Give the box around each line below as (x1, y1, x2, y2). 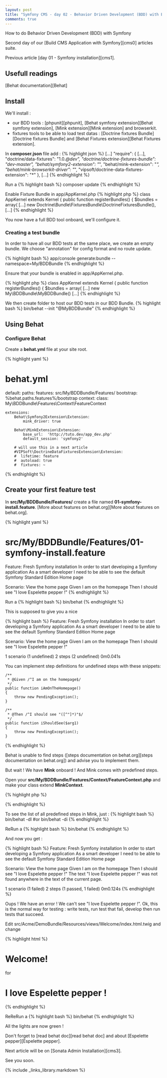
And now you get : (5, 835, 43, 841)
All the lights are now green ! (5, 1023, 64, 1029)
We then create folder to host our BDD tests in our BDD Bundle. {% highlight (5, 300, 161, 307)
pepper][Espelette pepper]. (5, 1038, 61, 1044)
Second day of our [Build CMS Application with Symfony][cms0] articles (5, 40, 153, 46)
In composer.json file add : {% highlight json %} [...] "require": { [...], (5, 151, 146, 156)
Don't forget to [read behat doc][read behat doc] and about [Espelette (5, 1033, 149, 1039)
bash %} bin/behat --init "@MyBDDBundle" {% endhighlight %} (5, 306, 136, 311)
